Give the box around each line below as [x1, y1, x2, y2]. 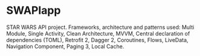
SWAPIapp [6, 4, 61, 17]
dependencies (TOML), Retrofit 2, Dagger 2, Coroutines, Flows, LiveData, [6, 36, 189, 43]
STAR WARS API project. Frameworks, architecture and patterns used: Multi [6, 23, 195, 31]
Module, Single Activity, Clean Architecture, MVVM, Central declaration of [6, 30, 190, 37]
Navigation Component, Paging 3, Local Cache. [6, 43, 124, 50]
